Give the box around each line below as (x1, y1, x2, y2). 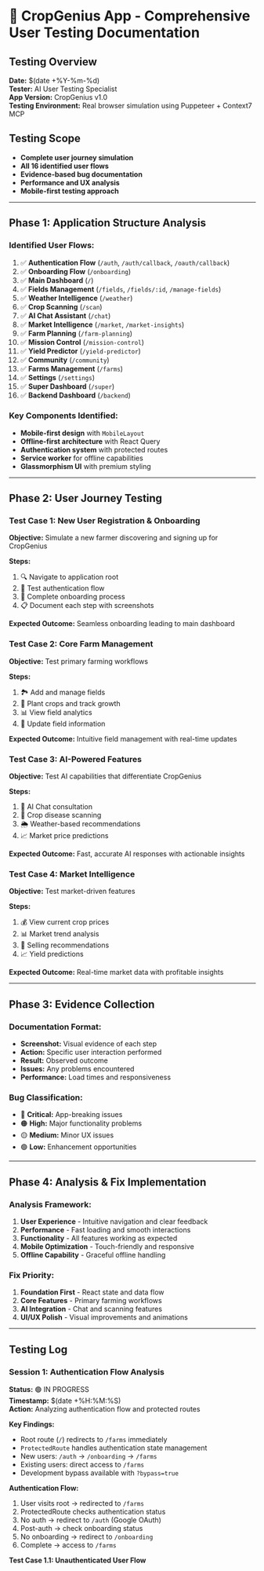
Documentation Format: (9, 1021, 102, 1032)
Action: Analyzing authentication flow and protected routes (9, 1404, 201, 1414)
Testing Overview (9, 55, 97, 68)
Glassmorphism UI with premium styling (20, 461, 151, 471)
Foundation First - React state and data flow (20, 1287, 165, 1297)
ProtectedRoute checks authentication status (20, 1507, 166, 1517)
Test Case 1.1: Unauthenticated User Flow (9, 1555, 146, 1566)
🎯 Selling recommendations (20, 940, 110, 950)
